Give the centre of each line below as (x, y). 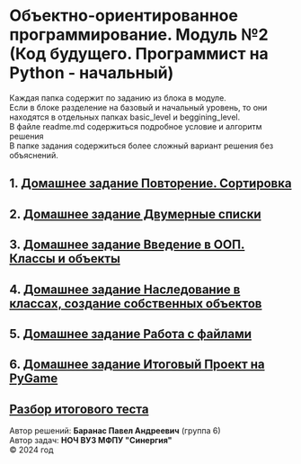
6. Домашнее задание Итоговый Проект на (137, 365)
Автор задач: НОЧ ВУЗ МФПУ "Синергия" (91, 441)
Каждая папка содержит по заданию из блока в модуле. (118, 98)
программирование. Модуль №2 (139, 35)
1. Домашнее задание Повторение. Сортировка (150, 184)
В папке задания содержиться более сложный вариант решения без (142, 146)
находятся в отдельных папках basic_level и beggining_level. (125, 117)
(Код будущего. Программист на (139, 54)
